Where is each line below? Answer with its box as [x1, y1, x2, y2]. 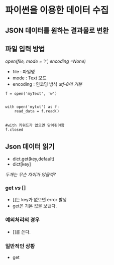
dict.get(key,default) [12, 156, 55, 162]
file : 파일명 [12, 69, 35, 75]
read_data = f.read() [14, 109, 59, 114]
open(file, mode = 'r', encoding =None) [5, 58, 86, 64]
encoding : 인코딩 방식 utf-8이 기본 [12, 81, 82, 87]
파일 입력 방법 [5, 45, 45, 53]
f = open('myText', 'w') [5, 91, 57, 96]
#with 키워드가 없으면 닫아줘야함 [5, 123, 65, 128]
